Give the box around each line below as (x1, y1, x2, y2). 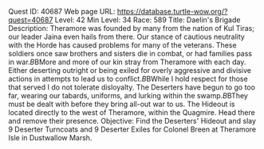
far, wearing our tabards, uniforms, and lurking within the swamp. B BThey (8, 91, 249, 100)
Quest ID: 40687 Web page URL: (8, 7, 116, 16)
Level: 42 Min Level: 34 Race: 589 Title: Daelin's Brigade (54, 15, 241, 25)
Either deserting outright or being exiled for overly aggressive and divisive (8, 66, 251, 74)
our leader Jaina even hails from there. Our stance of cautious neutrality (8, 32, 245, 41)
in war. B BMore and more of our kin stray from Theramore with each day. (8, 57, 246, 67)
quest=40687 (8, 15, 53, 25)
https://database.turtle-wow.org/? (116, 7, 228, 16)
